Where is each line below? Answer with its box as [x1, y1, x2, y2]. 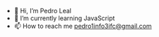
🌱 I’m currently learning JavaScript [13, 14, 115, 22]
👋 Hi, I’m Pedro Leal [13, 7, 72, 15]
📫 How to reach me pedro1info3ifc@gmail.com [13, 22, 152, 30]
